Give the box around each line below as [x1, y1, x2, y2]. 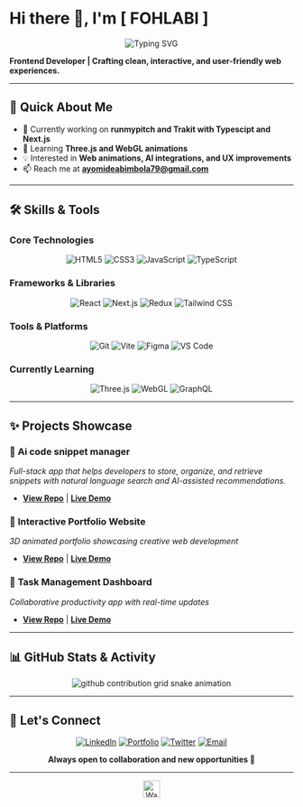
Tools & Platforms [9, 320, 88, 332]
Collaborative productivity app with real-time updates [9, 596, 210, 608]
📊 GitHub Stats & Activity [9, 650, 156, 664]
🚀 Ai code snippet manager [9, 445, 131, 458]
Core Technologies [9, 234, 95, 246]
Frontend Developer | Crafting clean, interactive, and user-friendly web [9, 55, 282, 66]
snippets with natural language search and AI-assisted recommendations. [9, 476, 287, 487]
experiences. [9, 65, 60, 76]
